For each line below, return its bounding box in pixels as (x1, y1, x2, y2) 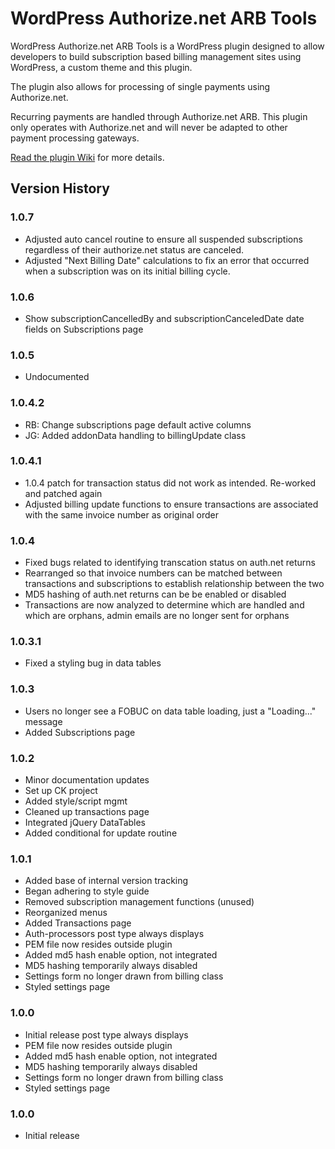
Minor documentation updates (24, 774, 150, 786)
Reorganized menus (24, 907, 108, 919)
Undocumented (24, 371, 90, 383)
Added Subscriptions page (24, 726, 136, 738)
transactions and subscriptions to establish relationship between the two (24, 578, 325, 590)
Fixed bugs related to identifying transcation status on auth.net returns (24, 557, 316, 569)
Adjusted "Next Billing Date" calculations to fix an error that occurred (24, 254, 310, 266)
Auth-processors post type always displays (24, 928, 205, 940)
